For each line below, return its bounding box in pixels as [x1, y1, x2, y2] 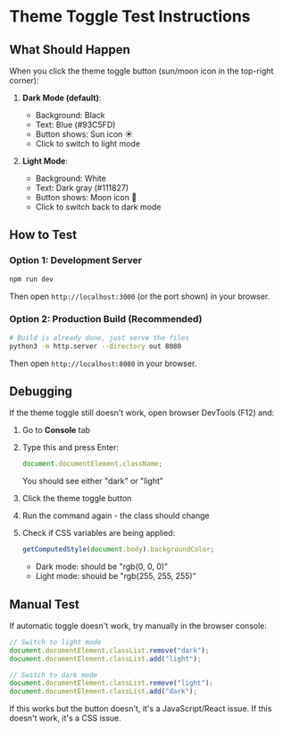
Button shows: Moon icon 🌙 [35, 192, 137, 202]
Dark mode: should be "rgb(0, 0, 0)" [35, 561, 169, 572]
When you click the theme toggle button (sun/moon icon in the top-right [9, 65, 274, 76]
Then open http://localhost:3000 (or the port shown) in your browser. [9, 291, 271, 302]
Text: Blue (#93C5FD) [35, 119, 116, 130]
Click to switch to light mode [35, 139, 141, 149]
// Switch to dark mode [9, 670, 98, 679]
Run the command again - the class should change [21, 510, 210, 521]
